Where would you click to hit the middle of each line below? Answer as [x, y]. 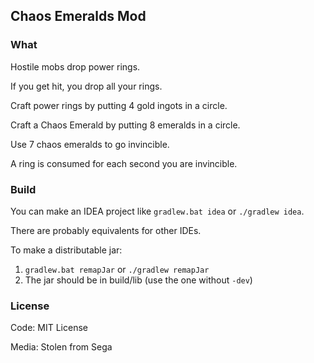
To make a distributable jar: [66, 250]
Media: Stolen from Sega [61, 347]
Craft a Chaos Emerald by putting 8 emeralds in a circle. [125, 125]
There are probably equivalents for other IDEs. [106, 230]
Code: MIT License [49, 328]
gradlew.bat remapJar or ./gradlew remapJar [117, 269]
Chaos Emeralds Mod [78, 16]
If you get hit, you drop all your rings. [86, 86]
